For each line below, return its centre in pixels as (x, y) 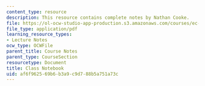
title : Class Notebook (35, 68)
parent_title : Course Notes (42, 51)
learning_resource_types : (39, 35)
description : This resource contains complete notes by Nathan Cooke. (98, 18)
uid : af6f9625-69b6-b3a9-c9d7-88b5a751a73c (63, 74)
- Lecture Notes (27, 40)
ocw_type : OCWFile (30, 46)
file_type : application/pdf (42, 29)
